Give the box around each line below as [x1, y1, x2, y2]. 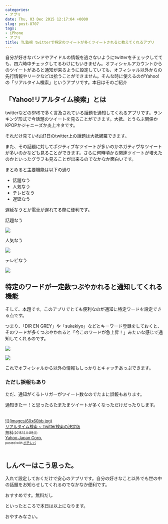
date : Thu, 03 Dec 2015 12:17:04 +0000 [5, 17, 88, 22]
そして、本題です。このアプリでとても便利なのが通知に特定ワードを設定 [5, 306, 153, 312]
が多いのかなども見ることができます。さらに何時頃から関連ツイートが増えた [5, 150, 162, 156]
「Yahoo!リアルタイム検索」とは [5, 96, 106, 104]
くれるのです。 [18, 336, 48, 342]
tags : [5, 26, 16, 31]
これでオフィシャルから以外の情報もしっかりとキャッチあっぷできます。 [5, 365, 153, 371]
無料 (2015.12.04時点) [5, 429, 38, 435]
